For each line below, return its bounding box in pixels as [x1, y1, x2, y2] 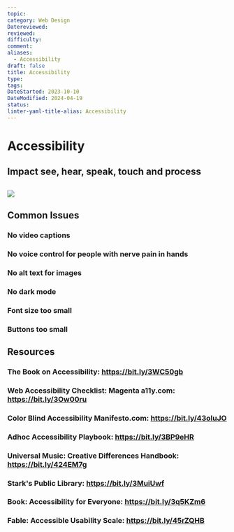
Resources [7, 346, 55, 358]
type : [7, 75, 23, 83]
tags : [7, 82, 23, 89]
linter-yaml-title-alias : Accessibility [7, 108, 127, 115]
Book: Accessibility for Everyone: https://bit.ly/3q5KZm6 [7, 497, 206, 507]
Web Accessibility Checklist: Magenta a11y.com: [7, 386, 176, 395]
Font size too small [7, 305, 72, 315]
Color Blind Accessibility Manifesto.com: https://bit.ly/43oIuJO [7, 413, 227, 423]
